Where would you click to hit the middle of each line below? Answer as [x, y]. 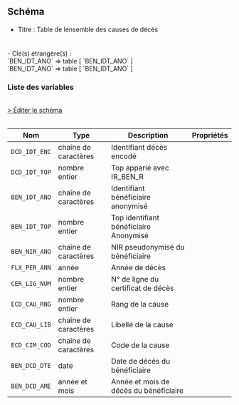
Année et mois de [140, 382]
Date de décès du [141, 362]
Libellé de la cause [142, 325]
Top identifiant [136, 218]
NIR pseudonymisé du [148, 247]
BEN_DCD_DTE [31, 366]
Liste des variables [41, 87]
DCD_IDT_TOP [31, 173]
